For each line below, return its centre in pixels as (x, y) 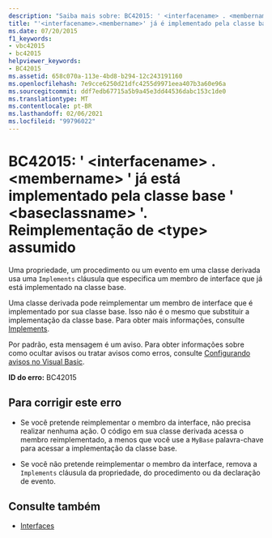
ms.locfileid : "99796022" (52, 122)
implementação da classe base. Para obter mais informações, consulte (127, 320)
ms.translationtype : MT (49, 99)
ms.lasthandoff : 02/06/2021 (56, 114)
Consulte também (55, 507)
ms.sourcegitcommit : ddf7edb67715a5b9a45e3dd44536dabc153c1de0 (117, 91)
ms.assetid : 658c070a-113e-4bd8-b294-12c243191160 (96, 76)
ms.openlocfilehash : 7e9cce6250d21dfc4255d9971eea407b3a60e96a (117, 83)
